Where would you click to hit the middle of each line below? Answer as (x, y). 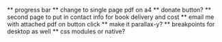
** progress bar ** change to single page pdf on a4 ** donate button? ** (109, 10)
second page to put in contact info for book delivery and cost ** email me (111, 17)
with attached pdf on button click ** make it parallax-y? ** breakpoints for (111, 24)
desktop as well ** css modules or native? (66, 31)
